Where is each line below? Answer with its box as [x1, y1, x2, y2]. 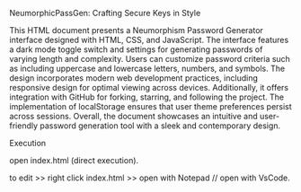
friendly [9, 120, 39, 131]
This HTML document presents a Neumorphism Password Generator [9, 25, 263, 35]
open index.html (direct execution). [9, 155, 139, 165]
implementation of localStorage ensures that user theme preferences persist [9, 101, 292, 111]
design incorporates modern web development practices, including [9, 73, 258, 83]
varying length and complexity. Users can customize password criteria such [9, 54, 290, 64]
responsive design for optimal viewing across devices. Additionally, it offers [9, 83, 289, 92]
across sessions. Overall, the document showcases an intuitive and [9, 111, 258, 121]
